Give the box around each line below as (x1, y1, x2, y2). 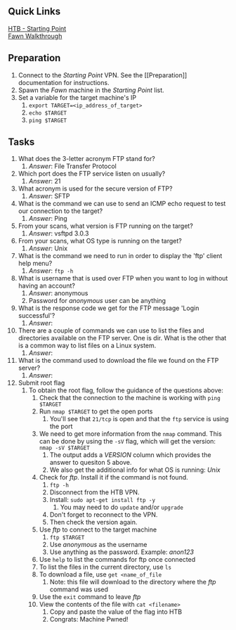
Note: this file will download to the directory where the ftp (49, 578, 216, 586)
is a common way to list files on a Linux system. (18, 341, 157, 350)
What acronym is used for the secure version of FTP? (18, 184, 173, 193)
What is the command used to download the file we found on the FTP (18, 356, 219, 365)
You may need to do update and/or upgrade (60, 503, 183, 512)
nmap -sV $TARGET (39, 444, 90, 452)
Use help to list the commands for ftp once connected (39, 555, 196, 564)
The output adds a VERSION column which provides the (49, 451, 211, 459)
